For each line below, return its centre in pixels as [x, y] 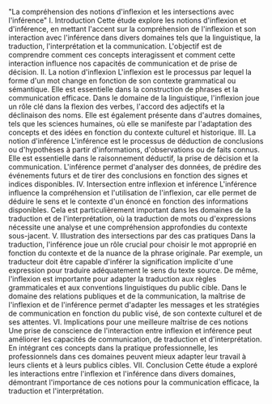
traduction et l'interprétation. [56, 391]
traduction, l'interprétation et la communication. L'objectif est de [115, 46]
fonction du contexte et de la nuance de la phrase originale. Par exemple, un [136, 253]
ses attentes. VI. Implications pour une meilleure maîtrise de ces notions [128, 322]
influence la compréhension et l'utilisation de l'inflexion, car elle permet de [133, 193]
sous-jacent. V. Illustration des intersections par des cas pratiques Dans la [132, 236]
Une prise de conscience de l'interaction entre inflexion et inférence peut [130, 331]
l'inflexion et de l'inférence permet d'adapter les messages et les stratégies [134, 305]
